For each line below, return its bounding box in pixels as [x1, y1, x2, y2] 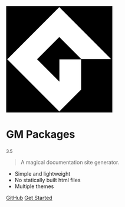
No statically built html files [14, 176, 81, 183]
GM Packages [6, 128, 75, 141]
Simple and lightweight [14, 170, 71, 177]
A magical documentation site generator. [20, 159, 120, 166]
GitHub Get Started [6, 194, 52, 201]
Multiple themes [14, 183, 54, 190]
